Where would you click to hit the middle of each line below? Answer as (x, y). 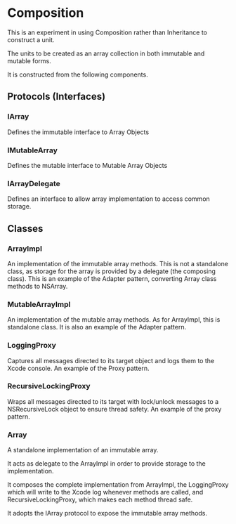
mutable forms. (29, 60)
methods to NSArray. (38, 286)
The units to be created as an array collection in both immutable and (106, 53)
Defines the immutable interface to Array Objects (78, 132)
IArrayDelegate (34, 183)
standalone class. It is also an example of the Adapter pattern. (97, 327)
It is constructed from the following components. (78, 74)
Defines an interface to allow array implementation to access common (109, 199)
